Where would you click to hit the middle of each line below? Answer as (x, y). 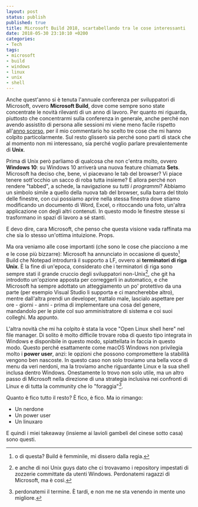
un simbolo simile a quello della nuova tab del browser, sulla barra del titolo (97, 192)
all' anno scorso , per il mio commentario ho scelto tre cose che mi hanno (94, 131)
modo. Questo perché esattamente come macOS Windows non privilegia (95, 348)
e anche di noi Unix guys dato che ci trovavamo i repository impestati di (101, 468)
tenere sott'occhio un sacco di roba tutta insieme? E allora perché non (91, 180)
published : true (26, 22)
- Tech (14, 45)
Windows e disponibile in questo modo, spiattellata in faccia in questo (91, 341)
